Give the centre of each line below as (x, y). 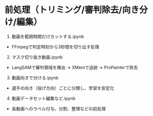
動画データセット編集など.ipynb (44, 98)
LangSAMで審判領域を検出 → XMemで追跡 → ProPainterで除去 (75, 67)
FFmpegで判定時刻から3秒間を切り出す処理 (55, 47)
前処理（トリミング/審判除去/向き (72, 10)
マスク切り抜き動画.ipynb (37, 57)
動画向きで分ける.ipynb (35, 78)
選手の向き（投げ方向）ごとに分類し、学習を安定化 (63, 88)
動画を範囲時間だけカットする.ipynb (48, 36)
